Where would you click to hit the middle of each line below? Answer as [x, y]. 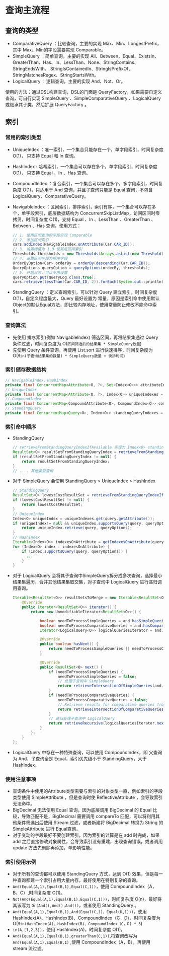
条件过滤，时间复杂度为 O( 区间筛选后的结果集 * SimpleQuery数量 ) [77, 343]
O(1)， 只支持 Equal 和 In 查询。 [45, 156]
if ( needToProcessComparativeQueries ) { [92, 695]
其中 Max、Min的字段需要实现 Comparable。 [59, 50]
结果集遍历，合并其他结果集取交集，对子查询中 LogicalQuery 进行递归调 [87, 582]
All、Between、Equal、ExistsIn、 [125, 56]
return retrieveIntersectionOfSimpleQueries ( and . [111, 686]
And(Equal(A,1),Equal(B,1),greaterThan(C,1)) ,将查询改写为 [75, 936]
